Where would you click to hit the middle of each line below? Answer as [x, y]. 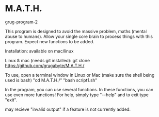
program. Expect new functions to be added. [50, 41]
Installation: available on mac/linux [39, 51]
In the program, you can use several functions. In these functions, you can [79, 89]
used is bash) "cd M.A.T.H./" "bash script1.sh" [51, 80]
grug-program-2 [21, 22]
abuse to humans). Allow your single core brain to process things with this [79, 36]
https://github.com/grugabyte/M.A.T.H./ [45, 66]
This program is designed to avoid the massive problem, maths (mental [76, 31]
